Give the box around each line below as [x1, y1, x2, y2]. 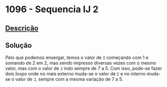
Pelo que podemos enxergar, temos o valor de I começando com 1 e [5, 54, 149, 61]
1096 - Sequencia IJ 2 [5, 4, 99, 15]
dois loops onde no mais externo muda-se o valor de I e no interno [5, 71, 146, 77]
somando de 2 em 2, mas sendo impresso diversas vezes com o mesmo [5, 60, 156, 66]
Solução [5, 41, 32, 49]
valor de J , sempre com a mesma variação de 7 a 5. [15, 76, 123, 82]
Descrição [5, 24, 39, 33]
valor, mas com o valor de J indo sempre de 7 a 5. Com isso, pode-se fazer [5, 65, 162, 72]
